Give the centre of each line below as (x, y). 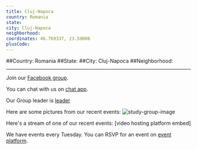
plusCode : (18, 45)
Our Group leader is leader (38, 100)
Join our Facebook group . (37, 77)
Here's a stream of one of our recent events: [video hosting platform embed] (98, 123)
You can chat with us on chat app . (47, 89)
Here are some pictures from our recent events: (64, 111)
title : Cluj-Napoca (30, 11)
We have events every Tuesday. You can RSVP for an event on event (89, 134)
